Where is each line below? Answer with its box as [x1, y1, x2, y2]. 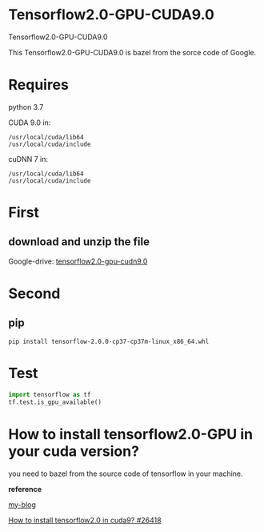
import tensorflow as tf [8, 390, 91, 398]
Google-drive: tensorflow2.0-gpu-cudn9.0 [8, 256, 148, 266]
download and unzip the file [8, 235, 150, 249]
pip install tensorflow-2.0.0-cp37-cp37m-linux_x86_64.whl [8, 337, 210, 345]
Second [8, 284, 61, 303]
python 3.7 [8, 102, 44, 111]
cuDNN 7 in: [8, 154, 48, 163]
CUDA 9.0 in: [8, 118, 51, 127]
